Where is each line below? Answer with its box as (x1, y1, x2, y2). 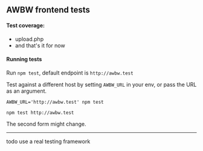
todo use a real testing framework (6, 138, 91, 145)
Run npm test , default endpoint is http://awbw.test (6, 69, 134, 76)
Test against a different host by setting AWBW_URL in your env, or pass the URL (6, 81, 197, 88)
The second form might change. (6, 120, 86, 127)
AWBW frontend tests (6, 5, 91, 15)
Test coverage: (6, 21, 45, 29)
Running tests (6, 56, 42, 63)
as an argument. (6, 87, 47, 95)
